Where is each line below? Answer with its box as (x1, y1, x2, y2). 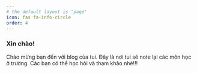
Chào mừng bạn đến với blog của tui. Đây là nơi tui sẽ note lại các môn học (6, 53, 192, 60)
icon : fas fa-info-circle (6, 14, 71, 20)
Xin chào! (6, 39, 35, 48)
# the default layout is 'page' (6, 8, 87, 15)
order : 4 (6, 20, 28, 26)
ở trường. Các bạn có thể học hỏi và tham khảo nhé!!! (6, 59, 138, 66)
